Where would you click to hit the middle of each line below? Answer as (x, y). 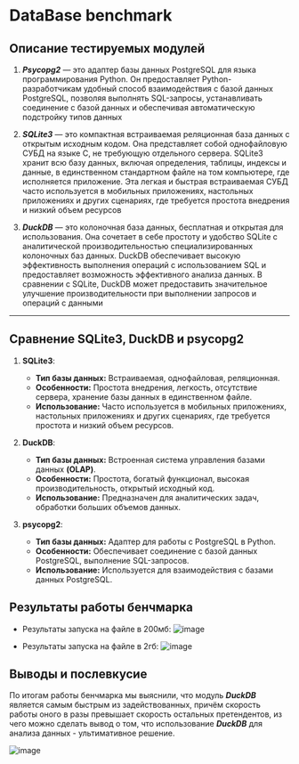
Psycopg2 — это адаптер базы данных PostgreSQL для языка (139, 69)
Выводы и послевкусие (78, 675)
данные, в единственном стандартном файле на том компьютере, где (156, 172)
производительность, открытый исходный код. (125, 488)
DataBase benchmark (91, 16)
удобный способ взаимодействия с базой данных (178, 89)
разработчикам (52, 89)
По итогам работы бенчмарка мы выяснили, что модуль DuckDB (133, 695)
